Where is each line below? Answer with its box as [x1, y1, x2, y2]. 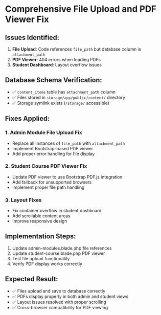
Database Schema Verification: [5, 76, 102, 84]
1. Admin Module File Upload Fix [5, 129, 82, 136]
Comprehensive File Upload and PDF [5, 3, 157, 15]
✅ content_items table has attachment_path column [12, 89, 116, 95]
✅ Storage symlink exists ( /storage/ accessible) [12, 100, 110, 106]
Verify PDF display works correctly [12, 261, 82, 267]
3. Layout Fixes [5, 197, 42, 203]
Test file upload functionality [12, 255, 70, 261]
